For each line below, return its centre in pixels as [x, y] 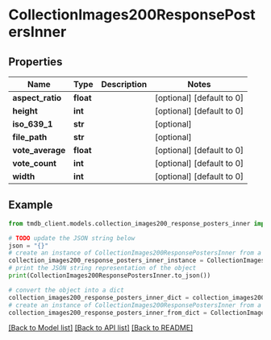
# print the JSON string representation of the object [102, 268]
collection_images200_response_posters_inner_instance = [106, 261]
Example [31, 205]
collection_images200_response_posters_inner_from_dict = [108, 313]
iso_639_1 [33, 124]
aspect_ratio [37, 98]
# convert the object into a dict [67, 290]
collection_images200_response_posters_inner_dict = [99, 297]
